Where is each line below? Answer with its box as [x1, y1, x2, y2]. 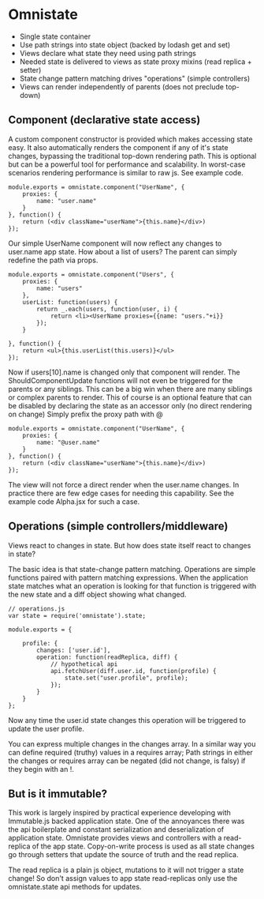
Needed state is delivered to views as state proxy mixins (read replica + [19, 57, 252, 66]
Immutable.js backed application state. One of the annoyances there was [8, 816, 245, 826]
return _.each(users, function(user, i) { [36, 305, 178, 313]
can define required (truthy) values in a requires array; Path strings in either [8, 747, 254, 757]
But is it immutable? [8, 787, 108, 800]
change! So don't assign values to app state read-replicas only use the [8, 874, 238, 883]
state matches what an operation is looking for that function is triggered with [8, 581, 257, 590]
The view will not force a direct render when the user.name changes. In [8, 480, 240, 489]
